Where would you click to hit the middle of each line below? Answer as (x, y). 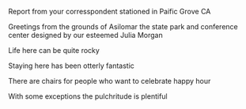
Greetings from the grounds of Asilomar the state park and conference (123, 26)
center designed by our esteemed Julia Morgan (86, 35)
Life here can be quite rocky (54, 50)
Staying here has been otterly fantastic (71, 66)
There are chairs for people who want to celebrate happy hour (110, 81)
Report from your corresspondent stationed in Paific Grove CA (110, 11)
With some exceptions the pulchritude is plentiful (88, 96)
